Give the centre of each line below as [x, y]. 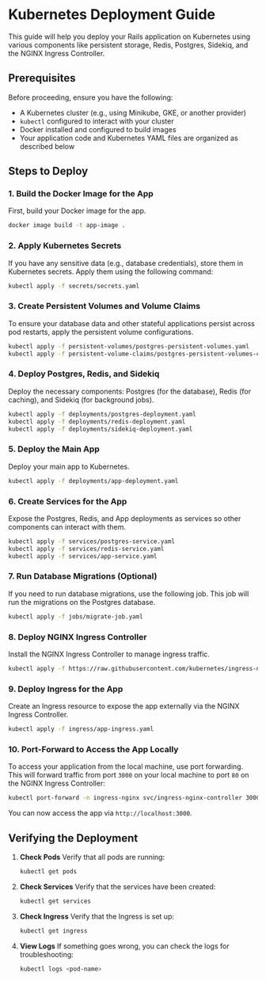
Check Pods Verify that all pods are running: [92, 857]
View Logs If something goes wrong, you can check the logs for [124, 946]
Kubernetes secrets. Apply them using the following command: [111, 272]
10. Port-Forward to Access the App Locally [93, 749]
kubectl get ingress [53, 931]
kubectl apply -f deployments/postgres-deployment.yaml [102, 414]
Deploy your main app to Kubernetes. [69, 466]
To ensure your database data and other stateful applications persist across [131, 323]
